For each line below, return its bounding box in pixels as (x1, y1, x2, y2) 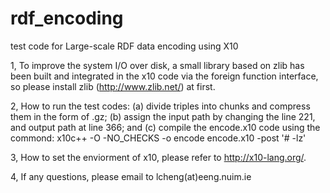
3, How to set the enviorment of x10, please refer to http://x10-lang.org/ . (10, 151, 307, 163)
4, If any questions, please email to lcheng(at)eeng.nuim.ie (10, 170, 252, 182)
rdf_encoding (10, 7, 124, 30)
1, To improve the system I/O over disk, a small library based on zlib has (10, 59, 305, 71)
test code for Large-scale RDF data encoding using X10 (10, 40, 239, 52)
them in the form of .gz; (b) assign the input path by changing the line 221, (10, 110, 316, 122)
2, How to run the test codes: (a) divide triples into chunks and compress (10, 100, 311, 112)
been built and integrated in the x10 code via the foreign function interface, (10, 70, 319, 82)
